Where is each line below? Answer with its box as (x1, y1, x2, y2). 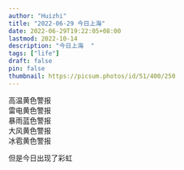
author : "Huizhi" (8, 11, 67, 20)
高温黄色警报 (8, 95, 51, 105)
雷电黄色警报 (8, 105, 51, 115)
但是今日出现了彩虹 (8, 153, 73, 163)
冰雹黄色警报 (8, 135, 51, 146)
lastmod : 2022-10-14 (8, 34, 79, 43)
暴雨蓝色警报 (8, 115, 51, 125)
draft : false (8, 57, 53, 66)
